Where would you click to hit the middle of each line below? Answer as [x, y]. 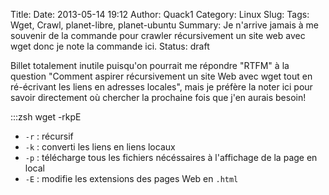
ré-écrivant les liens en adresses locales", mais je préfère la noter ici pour [161, 87]
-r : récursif [49, 136]
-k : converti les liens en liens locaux [100, 147]
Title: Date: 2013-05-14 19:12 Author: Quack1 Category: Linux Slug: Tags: [160, 14]
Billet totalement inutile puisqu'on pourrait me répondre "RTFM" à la [150, 65]
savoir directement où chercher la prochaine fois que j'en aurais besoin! [158, 97]
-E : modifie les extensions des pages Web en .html [131, 178]
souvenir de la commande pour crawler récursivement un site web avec [158, 35]
